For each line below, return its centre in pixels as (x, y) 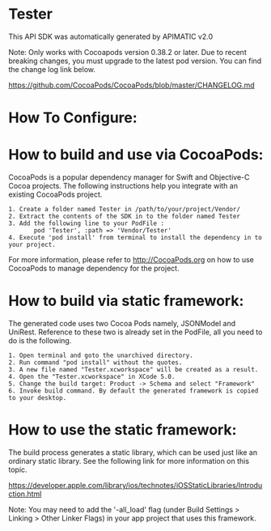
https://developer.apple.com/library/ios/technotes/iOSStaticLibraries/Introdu (135, 485)
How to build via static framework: (126, 301)
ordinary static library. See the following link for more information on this (129, 461)
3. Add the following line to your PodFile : (86, 223)
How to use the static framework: (123, 430)
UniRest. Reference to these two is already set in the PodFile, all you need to (135, 332)
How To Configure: (73, 118)
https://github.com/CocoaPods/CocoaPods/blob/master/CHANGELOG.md (131, 85)
